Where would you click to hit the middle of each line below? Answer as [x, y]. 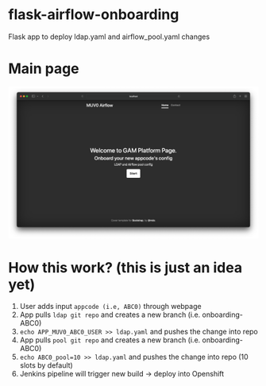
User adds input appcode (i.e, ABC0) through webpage [110, 307]
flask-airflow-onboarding [94, 15]
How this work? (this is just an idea [125, 267]
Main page [44, 69]
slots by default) [46, 365]
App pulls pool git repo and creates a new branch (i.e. [110, 340]
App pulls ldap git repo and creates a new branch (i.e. [110, 315]
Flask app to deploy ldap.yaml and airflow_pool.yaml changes [109, 37]
